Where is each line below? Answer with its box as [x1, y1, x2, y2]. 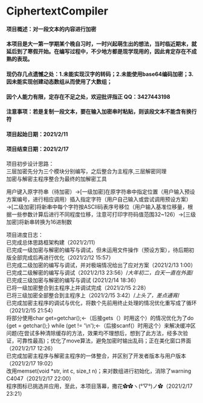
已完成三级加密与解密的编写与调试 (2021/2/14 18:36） [6, 277, 140, 284]
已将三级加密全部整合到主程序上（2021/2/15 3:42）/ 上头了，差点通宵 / [6, 292, 180, 299]
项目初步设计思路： [6, 160, 54, 167]
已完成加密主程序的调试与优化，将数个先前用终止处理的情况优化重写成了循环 [6, 299, 197, 306]
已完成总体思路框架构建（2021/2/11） [6, 238, 98, 246]
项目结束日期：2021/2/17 [6, 145, 69, 152]
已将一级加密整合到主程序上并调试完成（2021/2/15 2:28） [6, 284, 149, 291]
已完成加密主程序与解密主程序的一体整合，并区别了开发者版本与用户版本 [6, 352, 186, 359]
